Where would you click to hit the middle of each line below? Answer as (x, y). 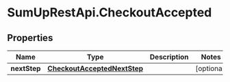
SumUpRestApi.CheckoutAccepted (110, 13)
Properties (30, 38)
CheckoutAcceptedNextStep (95, 68)
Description (169, 57)
